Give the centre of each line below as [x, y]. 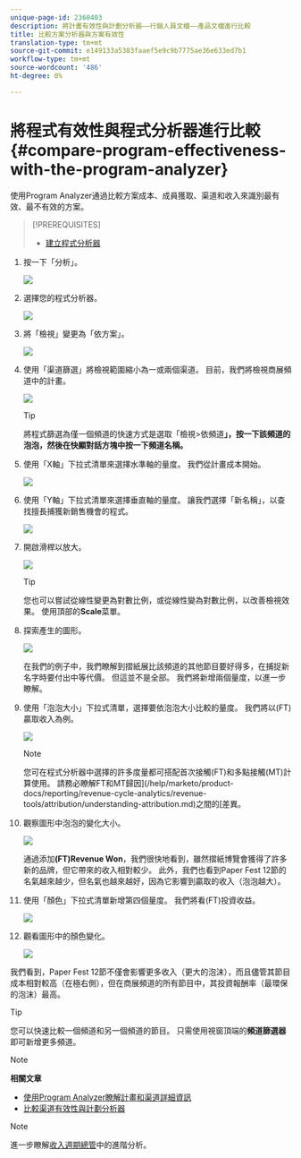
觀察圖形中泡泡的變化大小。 [74, 823]
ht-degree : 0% [37, 76]
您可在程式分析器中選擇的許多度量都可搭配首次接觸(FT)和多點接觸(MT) [153, 772]
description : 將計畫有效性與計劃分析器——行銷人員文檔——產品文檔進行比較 [130, 26]
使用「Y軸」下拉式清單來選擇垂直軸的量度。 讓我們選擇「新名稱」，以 [150, 500]
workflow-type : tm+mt [50, 59]
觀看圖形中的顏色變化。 [66, 936]
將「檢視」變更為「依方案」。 [76, 333]
